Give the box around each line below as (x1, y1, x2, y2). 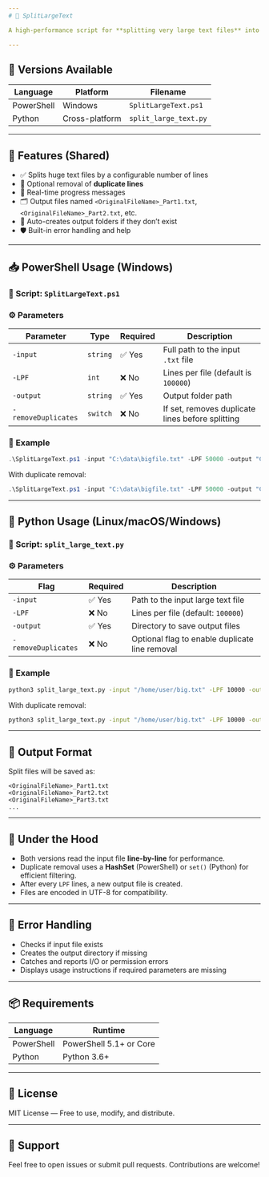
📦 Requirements (8, 997, 94, 1010)
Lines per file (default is (163, 367, 252, 378)
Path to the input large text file (131, 594, 245, 605)
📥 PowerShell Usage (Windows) (8, 260, 174, 274)
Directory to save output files (131, 621, 241, 632)
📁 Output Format (8, 745, 93, 759)
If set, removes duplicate (163, 403, 256, 414)
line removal (131, 644, 178, 655)
